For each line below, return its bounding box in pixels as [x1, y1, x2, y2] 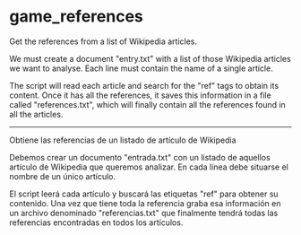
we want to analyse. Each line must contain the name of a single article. [9, 63, 273, 74]
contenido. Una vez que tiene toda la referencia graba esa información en [9, 197, 281, 208]
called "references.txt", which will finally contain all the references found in [9, 99, 287, 109]
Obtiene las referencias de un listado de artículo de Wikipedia [9, 135, 236, 145]
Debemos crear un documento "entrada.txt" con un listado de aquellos [9, 152, 271, 162]
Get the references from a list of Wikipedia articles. [9, 36, 198, 47]
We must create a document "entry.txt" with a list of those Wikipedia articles [9, 53, 291, 64]
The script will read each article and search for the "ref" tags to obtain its [9, 80, 279, 91]
